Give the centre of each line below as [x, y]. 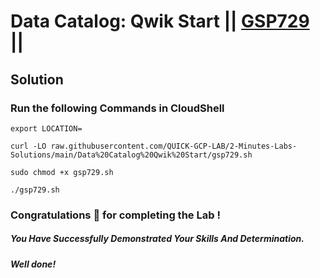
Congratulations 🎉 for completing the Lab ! [115, 215]
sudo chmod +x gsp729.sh [62, 172]
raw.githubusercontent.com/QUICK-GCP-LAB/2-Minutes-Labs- [174, 146]
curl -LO [28, 146]
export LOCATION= [46, 128]
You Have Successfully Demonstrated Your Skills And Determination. [157, 239]
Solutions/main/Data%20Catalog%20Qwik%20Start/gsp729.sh [131, 155]
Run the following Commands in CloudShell [117, 108]
